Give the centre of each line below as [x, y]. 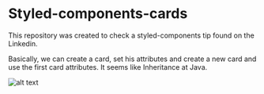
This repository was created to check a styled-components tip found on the [131, 35]
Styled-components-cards [98, 14]
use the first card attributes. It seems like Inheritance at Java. [108, 67]
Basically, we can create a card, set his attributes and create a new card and [132, 59]
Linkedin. [23, 43]
